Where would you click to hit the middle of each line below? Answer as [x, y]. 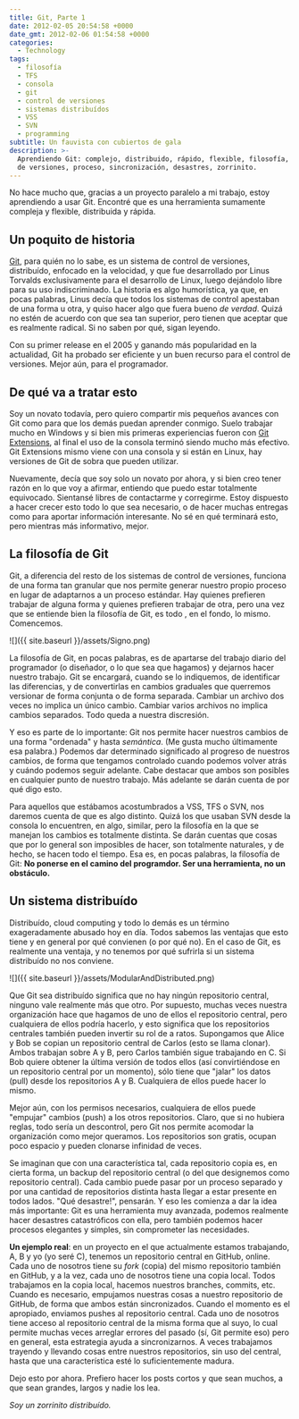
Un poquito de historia [72, 239]
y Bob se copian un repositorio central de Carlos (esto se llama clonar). [140, 1043]
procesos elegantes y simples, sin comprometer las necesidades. [129, 1229]
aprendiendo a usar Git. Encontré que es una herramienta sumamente [137, 202]
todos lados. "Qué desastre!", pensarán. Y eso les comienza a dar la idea [143, 1201]
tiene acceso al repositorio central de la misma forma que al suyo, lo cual [144, 1322]
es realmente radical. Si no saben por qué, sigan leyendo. [115, 328]
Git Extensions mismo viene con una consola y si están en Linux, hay [136, 452]
